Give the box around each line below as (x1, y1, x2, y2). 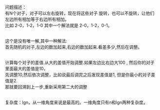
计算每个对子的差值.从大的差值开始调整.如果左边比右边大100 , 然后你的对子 (5, 60, 155, 65)
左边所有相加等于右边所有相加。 (5, 17, 69, 22)
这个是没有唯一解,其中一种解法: (5, 38, 68, 44)
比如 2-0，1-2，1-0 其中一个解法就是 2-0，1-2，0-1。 (5, 22, 112, 28)
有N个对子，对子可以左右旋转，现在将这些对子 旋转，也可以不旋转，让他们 (5, 10, 155, 16)
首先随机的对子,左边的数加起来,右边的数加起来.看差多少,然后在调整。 (5, 44, 142, 50)
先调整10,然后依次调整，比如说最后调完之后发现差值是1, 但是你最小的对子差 (5, 72, 156, 77)
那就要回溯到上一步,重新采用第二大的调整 (5, 84, 88, 90)
